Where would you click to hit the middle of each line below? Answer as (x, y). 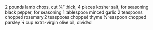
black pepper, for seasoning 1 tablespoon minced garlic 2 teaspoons (74, 12)
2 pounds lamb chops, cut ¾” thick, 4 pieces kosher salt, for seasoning (77, 7)
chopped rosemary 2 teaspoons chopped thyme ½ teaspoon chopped (76, 17)
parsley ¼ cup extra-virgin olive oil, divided (48, 22)
